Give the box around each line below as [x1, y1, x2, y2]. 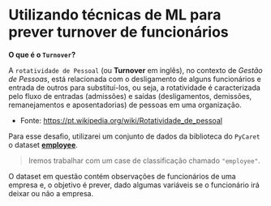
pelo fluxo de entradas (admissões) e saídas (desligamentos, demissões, [8, 91, 252, 101]
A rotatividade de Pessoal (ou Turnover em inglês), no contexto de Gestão [8, 65, 263, 75]
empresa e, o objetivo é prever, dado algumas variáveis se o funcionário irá [8, 180, 260, 190]
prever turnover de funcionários [8, 23, 229, 41]
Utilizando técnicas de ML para [8, 6, 222, 24]
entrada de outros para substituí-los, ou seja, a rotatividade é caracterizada [8, 83, 261, 92]
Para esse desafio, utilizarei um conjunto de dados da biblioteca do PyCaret [8, 131, 260, 141]
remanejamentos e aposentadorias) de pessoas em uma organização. [8, 100, 242, 109]
